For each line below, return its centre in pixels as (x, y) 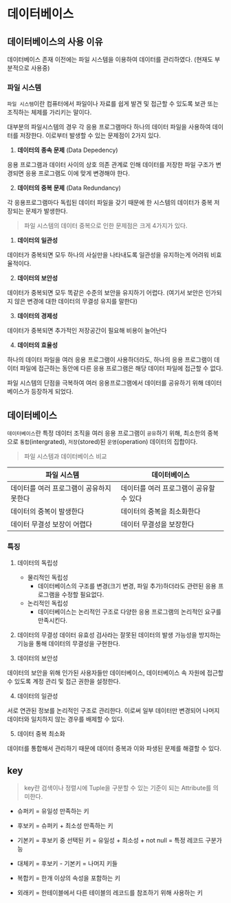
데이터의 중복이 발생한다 (47, 511)
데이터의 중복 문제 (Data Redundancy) (69, 188)
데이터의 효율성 (37, 345)
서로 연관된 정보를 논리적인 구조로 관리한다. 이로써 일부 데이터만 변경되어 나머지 (113, 711)
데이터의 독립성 (37, 563)
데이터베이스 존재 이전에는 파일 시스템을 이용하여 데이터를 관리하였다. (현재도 (110, 59)
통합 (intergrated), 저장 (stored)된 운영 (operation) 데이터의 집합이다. (109, 442)
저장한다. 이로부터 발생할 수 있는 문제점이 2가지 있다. (90, 135)
